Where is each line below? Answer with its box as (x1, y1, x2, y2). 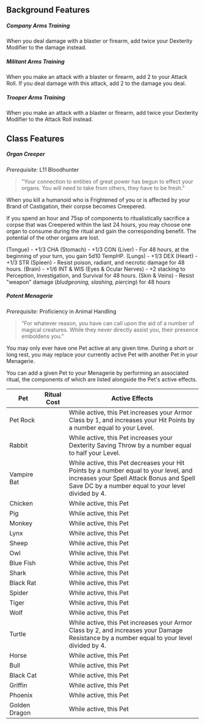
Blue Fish (9, 559, 36, 567)
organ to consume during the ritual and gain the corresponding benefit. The (6, 227, 196, 235)
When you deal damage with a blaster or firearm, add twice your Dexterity (6, 37, 193, 45)
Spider (9, 588, 29, 597)
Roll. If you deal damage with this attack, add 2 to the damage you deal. (6, 79, 186, 87)
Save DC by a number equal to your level (69, 481, 185, 490)
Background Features (6, 5, 90, 15)
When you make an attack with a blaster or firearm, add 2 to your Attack (6, 73, 188, 81)
